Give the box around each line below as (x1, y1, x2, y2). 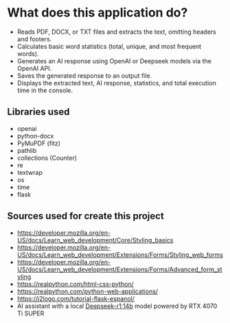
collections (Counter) (16, 154, 78, 162)
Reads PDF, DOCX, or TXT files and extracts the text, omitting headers (16, 28, 216, 36)
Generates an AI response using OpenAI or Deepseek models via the (16, 56, 211, 65)
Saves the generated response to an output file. (16, 71, 152, 80)
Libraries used (7, 106, 70, 118)
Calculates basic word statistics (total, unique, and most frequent (16, 42, 201, 50)
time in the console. (16, 86, 73, 94)
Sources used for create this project (7, 210, 165, 222)
